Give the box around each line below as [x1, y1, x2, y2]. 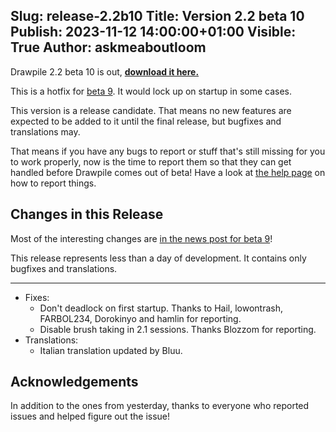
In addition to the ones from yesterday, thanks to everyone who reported [10, 400, 310, 412]
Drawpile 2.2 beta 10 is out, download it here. [10, 65, 200, 78]
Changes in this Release [10, 206, 164, 223]
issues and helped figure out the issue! [10, 410, 171, 423]
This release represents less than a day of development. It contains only [10, 252, 307, 264]
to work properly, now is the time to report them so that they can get [10, 155, 292, 168]
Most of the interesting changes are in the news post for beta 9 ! [10, 232, 273, 244]
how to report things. [10, 177, 97, 189]
